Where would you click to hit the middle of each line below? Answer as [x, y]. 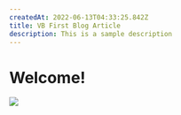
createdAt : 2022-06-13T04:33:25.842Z [79, 17]
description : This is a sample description [91, 34]
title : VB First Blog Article [65, 26]
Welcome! [47, 77]
